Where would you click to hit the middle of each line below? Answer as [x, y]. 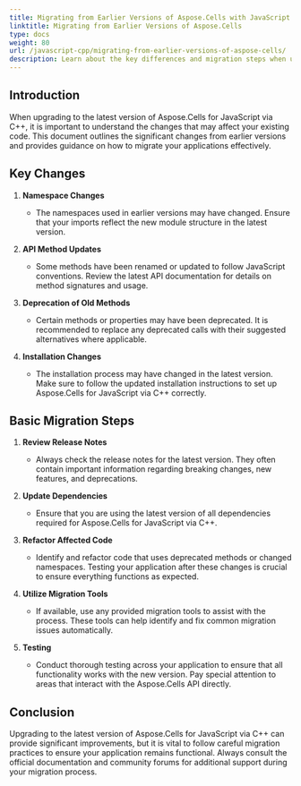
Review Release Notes [64, 442]
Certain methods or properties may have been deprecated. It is [152, 320]
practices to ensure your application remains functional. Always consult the [148, 753]
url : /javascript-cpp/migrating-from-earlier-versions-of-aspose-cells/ [148, 51]
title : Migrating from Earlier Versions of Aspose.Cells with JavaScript [150, 17]
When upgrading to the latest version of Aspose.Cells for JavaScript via [141, 116]
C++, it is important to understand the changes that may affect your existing [149, 126]
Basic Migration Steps [72, 421]
